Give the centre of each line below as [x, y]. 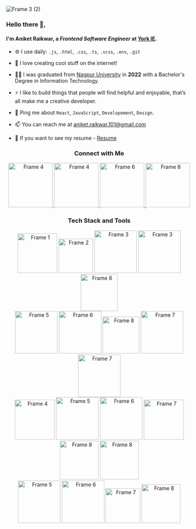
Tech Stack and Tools [99, 220]
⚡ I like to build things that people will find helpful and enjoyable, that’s [100, 93]
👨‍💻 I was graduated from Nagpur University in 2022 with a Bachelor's [99, 74]
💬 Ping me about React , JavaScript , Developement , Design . [84, 113]
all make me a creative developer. [55, 101]
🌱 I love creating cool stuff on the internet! [66, 63]
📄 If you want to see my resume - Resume [66, 138]
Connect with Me [99, 154]
